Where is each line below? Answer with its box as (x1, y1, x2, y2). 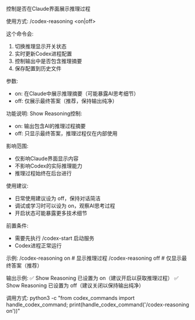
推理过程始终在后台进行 (14, 170, 72, 177)
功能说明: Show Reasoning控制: (6, 110, 82, 117)
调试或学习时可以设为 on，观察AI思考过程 (14, 203, 115, 209)
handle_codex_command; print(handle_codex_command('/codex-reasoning (6, 301, 190, 308)
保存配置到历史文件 (14, 65, 62, 72)
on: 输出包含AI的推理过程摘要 (14, 123, 86, 129)
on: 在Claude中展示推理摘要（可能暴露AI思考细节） (14, 90, 140, 97)
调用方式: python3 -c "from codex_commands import (6, 295, 135, 301)
